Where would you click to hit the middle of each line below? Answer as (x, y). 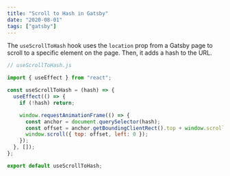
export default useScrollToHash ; (55, 166)
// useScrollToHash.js (39, 66)
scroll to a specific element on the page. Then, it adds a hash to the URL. (110, 53)
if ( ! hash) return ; (47, 103)
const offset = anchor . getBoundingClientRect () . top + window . (116, 128)
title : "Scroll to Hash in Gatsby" (58, 13)
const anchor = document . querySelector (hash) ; (93, 122)
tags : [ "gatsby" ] (32, 26)
